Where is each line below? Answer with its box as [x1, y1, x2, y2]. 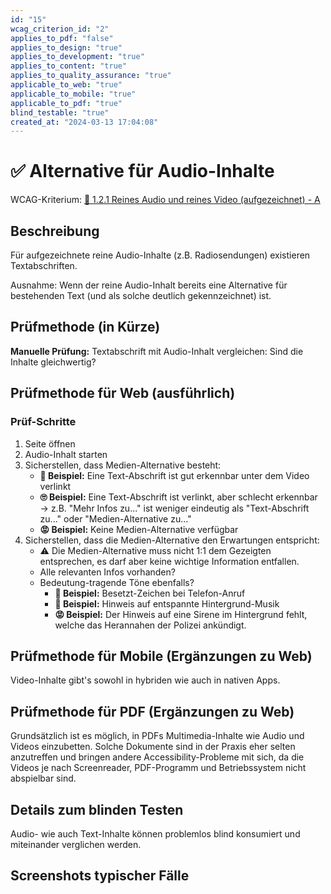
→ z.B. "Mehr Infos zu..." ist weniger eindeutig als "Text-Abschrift [39, 502, 310, 514]
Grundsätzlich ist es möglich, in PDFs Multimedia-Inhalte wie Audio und [10, 730, 305, 742]
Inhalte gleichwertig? [10, 356, 97, 368]
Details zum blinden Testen [10, 801, 184, 818]
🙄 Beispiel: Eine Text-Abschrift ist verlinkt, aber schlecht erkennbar [39, 491, 318, 503]
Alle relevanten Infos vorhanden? [39, 566, 176, 578]
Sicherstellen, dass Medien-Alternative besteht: [24, 459, 222, 471]
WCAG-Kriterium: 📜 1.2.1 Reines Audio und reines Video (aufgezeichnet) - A [10, 194, 321, 206]
